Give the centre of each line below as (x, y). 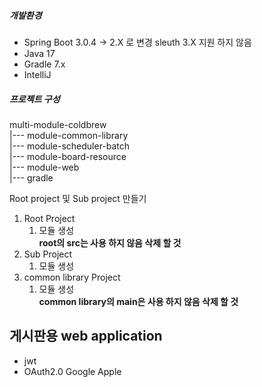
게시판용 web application (86, 336)
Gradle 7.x (44, 64)
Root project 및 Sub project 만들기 (78, 198)
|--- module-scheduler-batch (70, 146)
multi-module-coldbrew (58, 124)
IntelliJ (37, 74)
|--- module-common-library (69, 135)
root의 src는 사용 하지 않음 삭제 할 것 (110, 242)
